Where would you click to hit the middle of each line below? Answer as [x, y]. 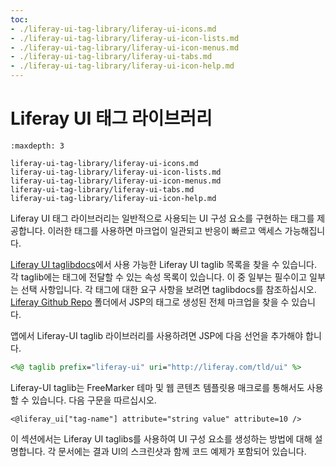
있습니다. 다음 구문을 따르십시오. [94, 400]
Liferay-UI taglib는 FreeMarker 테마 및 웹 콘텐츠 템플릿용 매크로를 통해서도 [157, 387]
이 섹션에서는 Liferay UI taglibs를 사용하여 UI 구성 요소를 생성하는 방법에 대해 [161, 438]
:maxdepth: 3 [37, 146]
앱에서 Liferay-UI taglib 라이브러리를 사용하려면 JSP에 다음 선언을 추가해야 [157, 335]
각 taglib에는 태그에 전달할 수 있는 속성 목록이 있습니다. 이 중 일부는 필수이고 [159, 277]
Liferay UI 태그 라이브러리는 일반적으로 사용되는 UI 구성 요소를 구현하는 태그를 [162, 218]
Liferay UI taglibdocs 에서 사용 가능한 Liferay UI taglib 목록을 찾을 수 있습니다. [163, 264]
